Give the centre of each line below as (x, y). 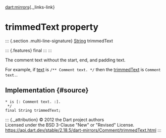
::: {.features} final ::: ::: (28, 50)
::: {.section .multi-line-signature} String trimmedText (59, 41)
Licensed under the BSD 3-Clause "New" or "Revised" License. (70, 125)
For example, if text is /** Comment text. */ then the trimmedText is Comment (83, 69)
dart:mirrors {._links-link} (30, 7)
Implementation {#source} (47, 90)
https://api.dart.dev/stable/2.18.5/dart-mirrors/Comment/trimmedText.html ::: (83, 130)
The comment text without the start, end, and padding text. (65, 60)
